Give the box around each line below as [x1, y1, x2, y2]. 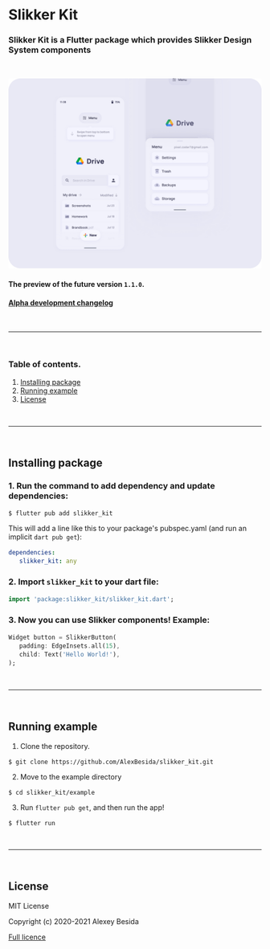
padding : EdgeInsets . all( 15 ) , [18, 642, 121, 650]
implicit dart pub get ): [8, 532, 82, 542]
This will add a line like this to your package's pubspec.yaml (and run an [8, 524, 247, 534]
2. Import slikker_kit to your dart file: [8, 576, 159, 587]
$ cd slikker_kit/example [8, 788, 95, 796]
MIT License [8, 901, 50, 910]
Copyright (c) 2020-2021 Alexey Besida [8, 916, 139, 926]
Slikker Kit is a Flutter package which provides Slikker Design [8, 35, 252, 46]
